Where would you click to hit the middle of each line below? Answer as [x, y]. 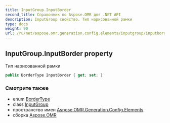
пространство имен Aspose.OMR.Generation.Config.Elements [78, 109]
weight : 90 [17, 29]
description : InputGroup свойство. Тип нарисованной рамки [69, 19]
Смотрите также [27, 88]
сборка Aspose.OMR [34, 115]
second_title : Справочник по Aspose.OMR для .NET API [63, 15]
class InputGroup [30, 104]
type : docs [17, 24]
